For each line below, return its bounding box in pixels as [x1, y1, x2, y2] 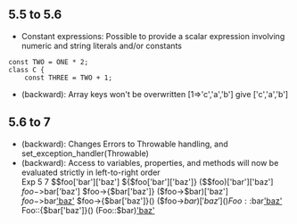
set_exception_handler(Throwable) [21, 147, 149, 159]
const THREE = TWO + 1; [24, 73, 113, 82]
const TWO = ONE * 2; [8, 57, 89, 66]
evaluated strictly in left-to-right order [21, 167, 161, 178]
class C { [8, 65, 45, 74]
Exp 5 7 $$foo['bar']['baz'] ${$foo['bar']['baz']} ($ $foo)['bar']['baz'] [21, 176, 274, 187]
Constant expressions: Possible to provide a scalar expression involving [21, 30, 285, 41]
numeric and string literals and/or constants [21, 40, 182, 51]
